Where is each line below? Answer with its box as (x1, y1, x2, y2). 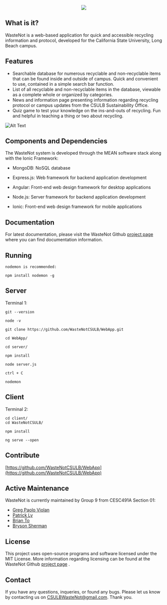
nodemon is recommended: (5, 264, 57, 269)
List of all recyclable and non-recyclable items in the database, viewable (12, 86, 161, 92)
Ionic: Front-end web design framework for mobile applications (12, 203, 142, 209)
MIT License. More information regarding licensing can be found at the (5, 556, 151, 562)
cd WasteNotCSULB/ (5, 420, 43, 425)
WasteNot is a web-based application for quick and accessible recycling (5, 32, 154, 38)
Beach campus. (5, 42, 37, 48)
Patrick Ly (12, 512, 33, 518)
